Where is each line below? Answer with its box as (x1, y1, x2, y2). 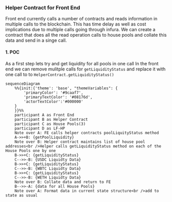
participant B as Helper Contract (14, 117, 88, 122)
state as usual (5, 193, 38, 198)
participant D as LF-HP (14, 125, 66, 131)
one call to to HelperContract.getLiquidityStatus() (5, 71, 114, 78)
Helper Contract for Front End (5, 4, 80, 11)
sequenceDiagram (5, 81, 40, 86)
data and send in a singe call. (5, 37, 67, 43)
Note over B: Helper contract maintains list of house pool (14, 139, 145, 144)
